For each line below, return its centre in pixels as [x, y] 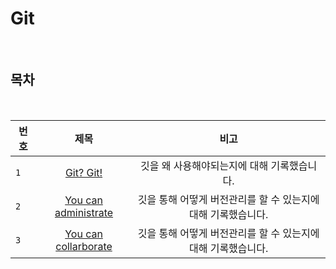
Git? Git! [83, 172]
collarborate [84, 246]
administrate [84, 212]
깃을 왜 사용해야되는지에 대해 [204, 165]
